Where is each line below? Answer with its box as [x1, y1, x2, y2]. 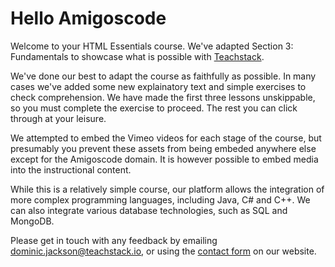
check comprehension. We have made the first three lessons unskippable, [10, 91, 316, 103]
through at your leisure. [10, 112, 107, 124]
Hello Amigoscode [10, 7, 167, 30]
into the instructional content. [10, 163, 132, 176]
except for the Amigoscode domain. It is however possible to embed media [10, 153, 319, 165]
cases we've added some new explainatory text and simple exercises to [10, 80, 307, 92]
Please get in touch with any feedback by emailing [10, 234, 218, 246]
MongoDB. [10, 215, 55, 227]
